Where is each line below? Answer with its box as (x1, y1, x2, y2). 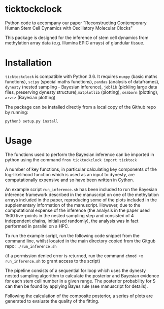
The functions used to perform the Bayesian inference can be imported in (5, 152, 154, 157)
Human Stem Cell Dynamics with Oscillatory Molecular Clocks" (5, 25, 133, 31)
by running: (5, 109, 29, 115)
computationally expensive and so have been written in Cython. (5, 177, 134, 183)
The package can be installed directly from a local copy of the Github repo (5, 104, 156, 110)
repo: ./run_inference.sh (5, 243, 57, 249)
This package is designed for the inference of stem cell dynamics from (5, 35, 149, 40)
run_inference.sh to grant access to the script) (5, 258, 100, 264)
